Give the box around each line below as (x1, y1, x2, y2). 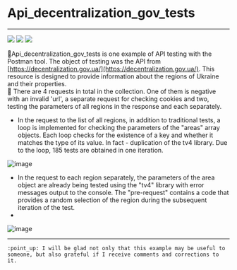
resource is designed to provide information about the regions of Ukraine (7, 72, 219, 81)
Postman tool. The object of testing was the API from (7, 57, 161, 65)
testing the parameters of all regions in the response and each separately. (7, 102, 222, 110)
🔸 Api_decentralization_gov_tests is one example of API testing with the (7, 49, 212, 58)
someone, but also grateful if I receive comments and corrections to (7, 251, 219, 258)
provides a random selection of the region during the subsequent (17, 196, 207, 204)
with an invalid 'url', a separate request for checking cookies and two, (7, 94, 209, 103)
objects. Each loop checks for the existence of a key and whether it (17, 131, 214, 139)
